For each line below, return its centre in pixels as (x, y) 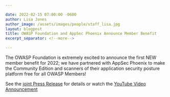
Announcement (22, 89)
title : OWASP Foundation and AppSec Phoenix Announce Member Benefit (81, 34)
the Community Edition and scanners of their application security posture (83, 68)
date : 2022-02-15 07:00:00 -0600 (41, 14)
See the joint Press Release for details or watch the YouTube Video (76, 84)
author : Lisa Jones (26, 19)
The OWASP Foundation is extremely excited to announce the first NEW (81, 57)
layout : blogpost (24, 29)
